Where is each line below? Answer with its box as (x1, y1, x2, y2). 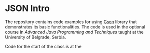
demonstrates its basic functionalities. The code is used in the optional (5, 24, 146, 29)
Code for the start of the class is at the (5, 43, 82, 49)
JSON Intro (5, 3, 50, 14)
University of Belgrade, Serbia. (5, 34, 66, 40)
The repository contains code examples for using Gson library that (5, 19, 137, 25)
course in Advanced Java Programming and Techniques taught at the (5, 29, 144, 35)
